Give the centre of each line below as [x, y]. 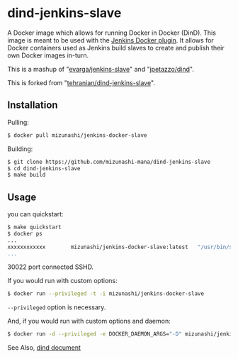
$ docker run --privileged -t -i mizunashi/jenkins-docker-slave [106, 294]
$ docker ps [25, 233]
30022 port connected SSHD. [51, 267]
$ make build [27, 175]
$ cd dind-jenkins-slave [44, 168]
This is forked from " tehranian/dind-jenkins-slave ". [81, 82]
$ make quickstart [34, 227]
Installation [33, 105]
